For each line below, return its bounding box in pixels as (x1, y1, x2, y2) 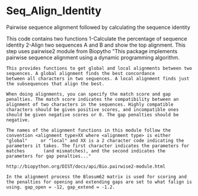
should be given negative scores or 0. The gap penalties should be (6, 112, 179, 117)
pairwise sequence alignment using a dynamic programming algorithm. (6, 54, 180, 61)
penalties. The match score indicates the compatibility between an (6, 96, 179, 102)
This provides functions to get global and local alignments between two (6, 65, 193, 71)
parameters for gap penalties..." (6, 153, 92, 159)
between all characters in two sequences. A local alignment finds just (6, 76, 190, 81)
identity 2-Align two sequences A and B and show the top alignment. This (6, 41, 186, 48)
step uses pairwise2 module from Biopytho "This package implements (6, 47, 178, 54)
